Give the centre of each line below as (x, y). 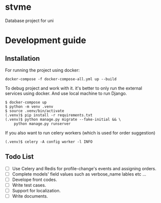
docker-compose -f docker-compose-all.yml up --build (61, 79)
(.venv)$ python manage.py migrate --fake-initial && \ (63, 119)
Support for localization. (36, 191)
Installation (22, 58)
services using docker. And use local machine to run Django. (66, 93)
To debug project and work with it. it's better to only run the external (74, 88)
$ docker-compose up (26, 102)
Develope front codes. (34, 180)
